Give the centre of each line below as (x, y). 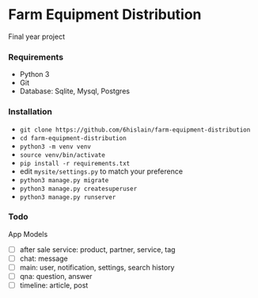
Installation (30, 112)
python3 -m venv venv (55, 147)
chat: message (44, 258)
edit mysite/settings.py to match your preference (101, 171)
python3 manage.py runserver (68, 197)
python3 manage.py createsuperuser (78, 189)
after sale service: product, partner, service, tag (97, 249)
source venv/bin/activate (62, 155)
